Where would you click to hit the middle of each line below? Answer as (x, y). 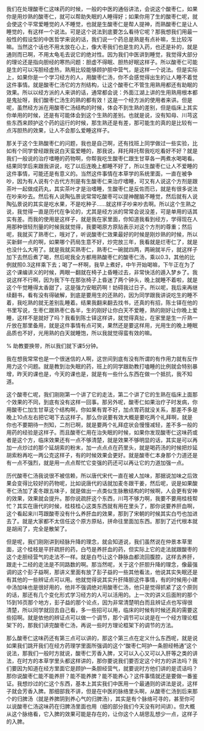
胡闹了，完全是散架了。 (41, 529)
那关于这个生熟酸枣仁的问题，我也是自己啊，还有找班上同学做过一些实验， (99, 143)
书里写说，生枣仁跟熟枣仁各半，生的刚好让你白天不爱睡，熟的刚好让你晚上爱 (102, 310)
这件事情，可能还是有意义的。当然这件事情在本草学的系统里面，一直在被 (97, 174)
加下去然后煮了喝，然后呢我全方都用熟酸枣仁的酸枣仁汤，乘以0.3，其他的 (98, 257)
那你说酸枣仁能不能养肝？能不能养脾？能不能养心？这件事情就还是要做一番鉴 (102, 676)
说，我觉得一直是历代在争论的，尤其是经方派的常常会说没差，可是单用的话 (99, 212)
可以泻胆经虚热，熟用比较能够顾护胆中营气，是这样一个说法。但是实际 (110, 70)
